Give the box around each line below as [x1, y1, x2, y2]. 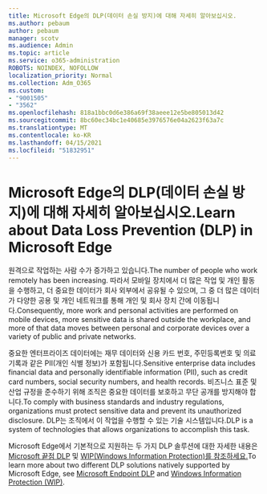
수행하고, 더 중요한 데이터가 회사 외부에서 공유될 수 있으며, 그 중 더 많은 [16, 286, 239, 296]
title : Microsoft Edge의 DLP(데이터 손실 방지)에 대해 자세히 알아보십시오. [8, 11, 237, 20]
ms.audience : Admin [8, 42, 74, 50]
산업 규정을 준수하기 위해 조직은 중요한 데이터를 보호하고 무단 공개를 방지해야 [8, 387, 249, 397]
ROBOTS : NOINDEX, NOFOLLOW [8, 64, 99, 72]
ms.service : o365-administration [8, 57, 120, 65]
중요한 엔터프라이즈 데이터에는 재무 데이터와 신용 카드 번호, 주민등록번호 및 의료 [8, 349, 257, 358]
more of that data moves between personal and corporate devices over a [8, 323, 250, 333]
